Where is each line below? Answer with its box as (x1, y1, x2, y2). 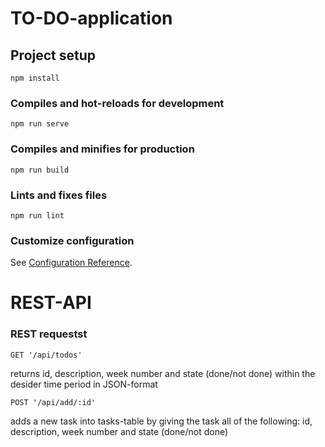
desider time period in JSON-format (10, 378, 158, 390)
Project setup (10, 47, 97, 64)
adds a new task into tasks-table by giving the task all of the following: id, (10, 415, 313, 427)
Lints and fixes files (10, 188, 108, 202)
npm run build (10, 165, 70, 175)
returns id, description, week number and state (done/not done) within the (10, 367, 316, 379)
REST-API (10, 292, 92, 314)
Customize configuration (10, 233, 135, 247)
